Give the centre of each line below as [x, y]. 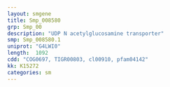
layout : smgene [29, 14]
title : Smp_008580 [34, 20]
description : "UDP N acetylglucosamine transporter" [86, 33]
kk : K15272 [23, 66]
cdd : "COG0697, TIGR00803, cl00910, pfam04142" [78, 60]
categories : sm [29, 72]
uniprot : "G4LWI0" [34, 46]
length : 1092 [28, 53]
